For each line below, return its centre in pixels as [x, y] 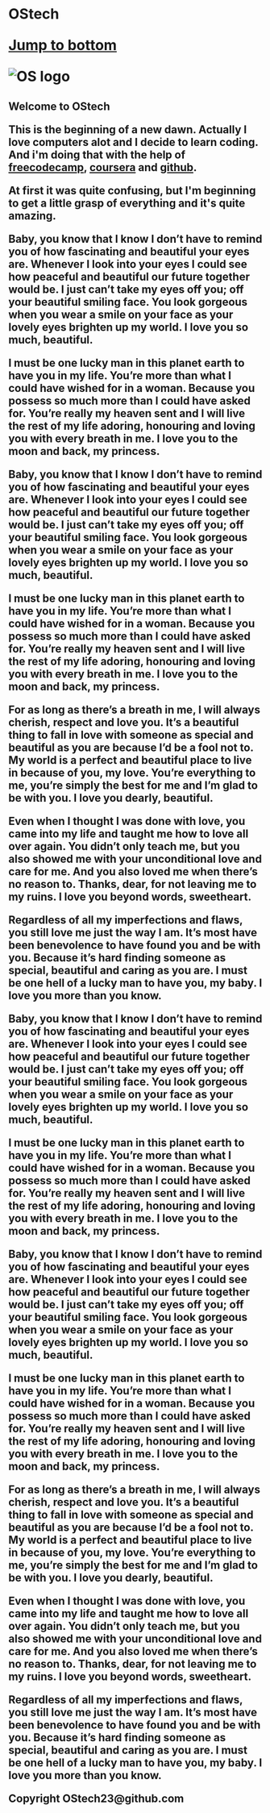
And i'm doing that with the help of [97, 154]
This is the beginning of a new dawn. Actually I [128, 129]
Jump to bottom [62, 46]
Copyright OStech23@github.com [96, 1798]
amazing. [32, 216]
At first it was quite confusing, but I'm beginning [132, 190]
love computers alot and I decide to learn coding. [133, 142]
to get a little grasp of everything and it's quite [127, 203]
